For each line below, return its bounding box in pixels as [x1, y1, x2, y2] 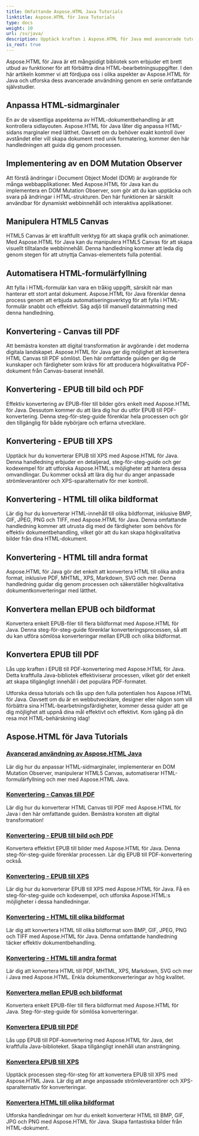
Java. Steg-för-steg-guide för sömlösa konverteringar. [6, 1008, 139, 1015]
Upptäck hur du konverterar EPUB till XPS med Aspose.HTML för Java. [6, 452, 179, 459]
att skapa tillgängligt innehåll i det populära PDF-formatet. [6, 678, 147, 685]
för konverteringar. [41, 1083, 87, 1090]
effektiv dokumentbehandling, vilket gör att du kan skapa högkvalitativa [6, 529, 181, 536]
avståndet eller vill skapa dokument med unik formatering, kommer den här [6, 135, 190, 142]
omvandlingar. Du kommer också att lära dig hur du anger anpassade [6, 471, 175, 478]
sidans [6, 129, 23, 136]
